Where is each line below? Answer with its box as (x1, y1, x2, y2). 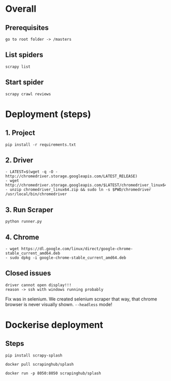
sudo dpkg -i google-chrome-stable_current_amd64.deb (10, 255, 126, 260)
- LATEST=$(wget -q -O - (5, 169, 58, 175)
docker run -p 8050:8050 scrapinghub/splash (5, 370, 101, 376)
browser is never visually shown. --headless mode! (5, 301, 112, 307)
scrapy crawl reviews (5, 91, 51, 97)
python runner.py (5, 219, 42, 224)
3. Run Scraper (5, 205, 53, 214)
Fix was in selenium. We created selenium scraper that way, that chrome (5, 296, 157, 302)
